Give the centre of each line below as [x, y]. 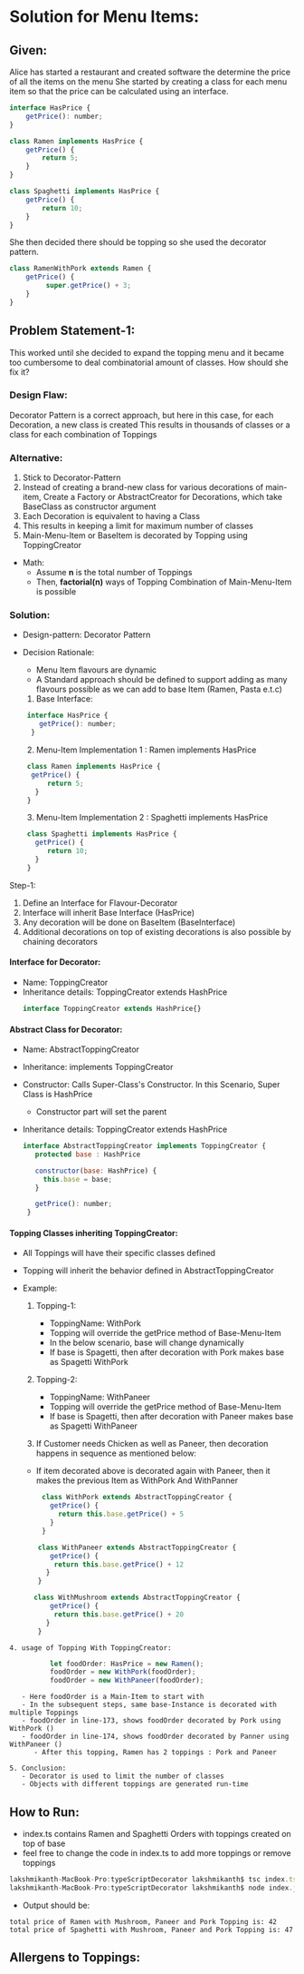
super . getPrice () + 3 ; [88, 286]
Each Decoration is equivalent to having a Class [111, 516]
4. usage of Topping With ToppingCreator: [90, 1648]
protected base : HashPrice [88, 1154]
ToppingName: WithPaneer [100, 1397]
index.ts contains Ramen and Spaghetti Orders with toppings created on [157, 1834]
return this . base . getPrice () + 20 [119, 1614]
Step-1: [23, 885]
